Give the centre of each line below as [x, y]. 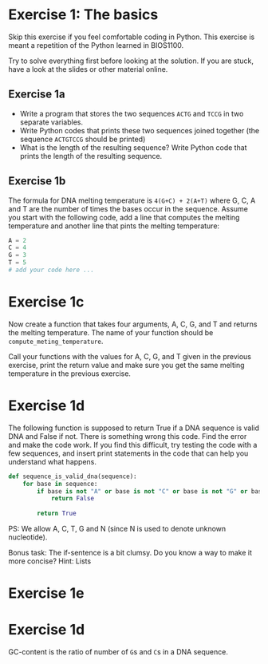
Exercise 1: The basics [83, 15]
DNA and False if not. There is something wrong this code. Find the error [128, 436]
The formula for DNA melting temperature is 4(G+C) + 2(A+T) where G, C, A [132, 200]
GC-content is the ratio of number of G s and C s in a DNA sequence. [118, 652]
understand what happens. [53, 461]
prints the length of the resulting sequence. [91, 156]
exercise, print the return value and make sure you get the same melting [126, 365]
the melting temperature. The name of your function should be [111, 332]
